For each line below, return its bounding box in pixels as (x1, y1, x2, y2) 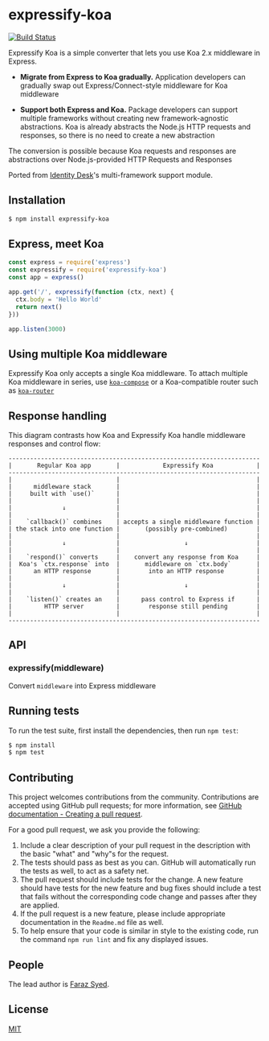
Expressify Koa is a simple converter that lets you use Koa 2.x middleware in (8, 48, 261, 57)
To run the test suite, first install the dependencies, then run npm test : (8, 725, 239, 735)
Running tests (8, 704, 80, 718)
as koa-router (8, 386, 55, 395)
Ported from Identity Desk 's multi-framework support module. (8, 170, 213, 180)
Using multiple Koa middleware (8, 347, 168, 361)
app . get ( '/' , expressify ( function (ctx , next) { (8, 288, 174, 296)
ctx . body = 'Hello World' (15, 295, 103, 304)
